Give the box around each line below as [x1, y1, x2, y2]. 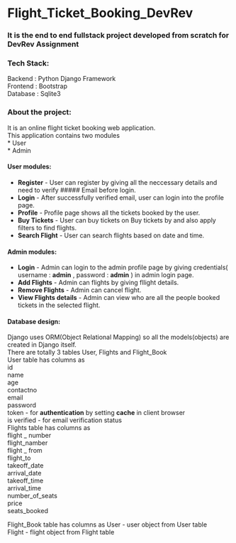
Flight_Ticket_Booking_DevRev [7, 5, 193, 21]
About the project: [7, 107, 72, 117]
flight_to [7, 453, 31, 463]
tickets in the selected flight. [17, 301, 101, 310]
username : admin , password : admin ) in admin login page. [17, 271, 194, 279]
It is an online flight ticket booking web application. [7, 123, 156, 132]
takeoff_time [7, 476, 44, 485]
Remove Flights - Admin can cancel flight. [17, 286, 142, 294]
